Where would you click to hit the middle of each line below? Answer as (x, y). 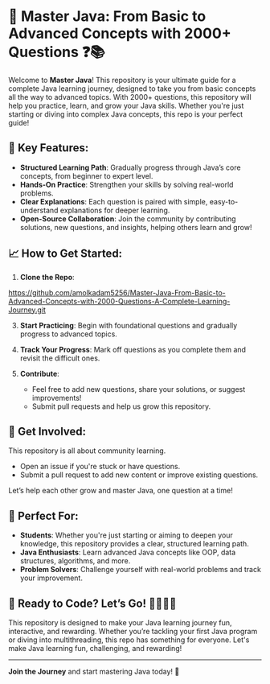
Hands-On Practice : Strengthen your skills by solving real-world (127, 184)
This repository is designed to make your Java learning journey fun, (120, 622)
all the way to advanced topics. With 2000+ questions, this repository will (130, 97)
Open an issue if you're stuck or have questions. (100, 467)
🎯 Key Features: (49, 148)
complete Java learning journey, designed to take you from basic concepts (132, 89)
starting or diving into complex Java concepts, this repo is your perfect (126, 114)
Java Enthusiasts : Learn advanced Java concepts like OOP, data (128, 552)
